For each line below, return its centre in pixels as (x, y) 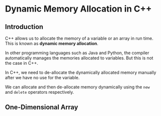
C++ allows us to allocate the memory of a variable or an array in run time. (79, 38)
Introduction (24, 27)
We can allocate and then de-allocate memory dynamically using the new (78, 87)
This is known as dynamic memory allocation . (52, 43)
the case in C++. (22, 63)
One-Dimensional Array (42, 107)
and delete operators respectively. (40, 92)
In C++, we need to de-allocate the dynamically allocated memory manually (81, 72)
